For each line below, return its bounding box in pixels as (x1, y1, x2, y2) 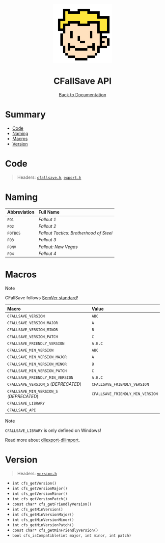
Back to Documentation (58, 91, 107, 97)
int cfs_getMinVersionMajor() (12, 512, 75, 517)
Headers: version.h (17, 470, 57, 476)
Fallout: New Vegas (38, 244, 78, 250)
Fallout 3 (38, 237, 56, 243)
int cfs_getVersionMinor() (12, 491, 68, 496)
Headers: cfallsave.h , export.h (17, 174, 82, 180)
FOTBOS (7, 231, 21, 236)
